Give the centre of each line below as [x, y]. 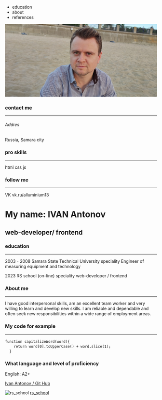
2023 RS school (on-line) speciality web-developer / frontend [66, 276]
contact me [19, 108]
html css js [16, 167]
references [23, 17]
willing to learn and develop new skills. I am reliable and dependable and [77, 309]
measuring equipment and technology [43, 267]
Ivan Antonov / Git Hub [28, 384]
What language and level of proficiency [52, 363]
